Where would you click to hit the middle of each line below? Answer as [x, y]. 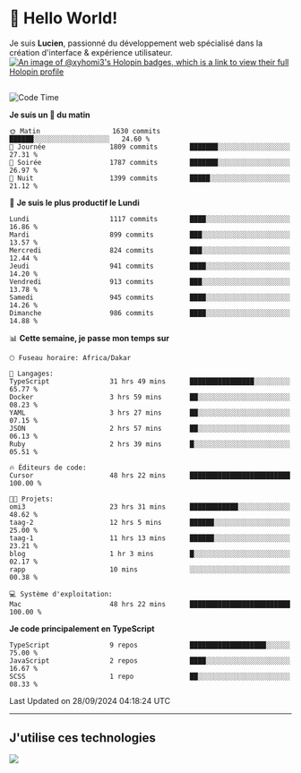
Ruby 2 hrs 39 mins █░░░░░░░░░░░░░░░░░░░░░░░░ [150, 444]
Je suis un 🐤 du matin [50, 115]
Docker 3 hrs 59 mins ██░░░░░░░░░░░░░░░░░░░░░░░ [150, 398]
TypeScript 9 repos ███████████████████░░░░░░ [150, 645]
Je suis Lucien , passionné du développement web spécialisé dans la [136, 43]
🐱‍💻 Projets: [31, 499]
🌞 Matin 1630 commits [85, 132]
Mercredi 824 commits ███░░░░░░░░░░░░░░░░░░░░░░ [150, 251]
